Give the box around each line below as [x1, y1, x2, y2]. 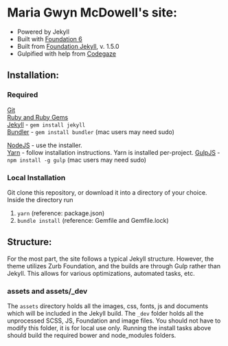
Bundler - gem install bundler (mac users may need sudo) [7, 127, 175, 136]
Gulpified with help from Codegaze [16, 50, 117, 58]
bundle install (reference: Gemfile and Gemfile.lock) [16, 216, 169, 224]
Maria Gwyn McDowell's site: [7, 5, 177, 21]
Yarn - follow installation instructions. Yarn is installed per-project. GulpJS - [7, 148, 220, 156]
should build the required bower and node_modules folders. [7, 332, 176, 340]
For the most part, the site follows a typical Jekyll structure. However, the [7, 255, 214, 263]
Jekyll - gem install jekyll [7, 120, 86, 129]
